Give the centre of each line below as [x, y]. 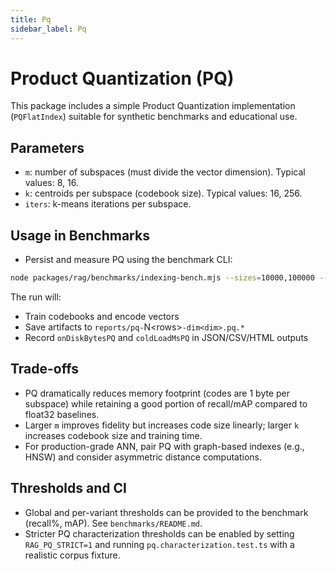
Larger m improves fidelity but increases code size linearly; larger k [162, 425]
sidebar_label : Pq [48, 29]
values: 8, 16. [51, 183]
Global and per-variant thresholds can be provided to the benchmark [166, 512]
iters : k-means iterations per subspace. [108, 204]
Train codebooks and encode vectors [102, 316]
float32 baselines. [62, 414]
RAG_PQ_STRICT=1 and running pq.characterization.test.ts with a [159, 544]
